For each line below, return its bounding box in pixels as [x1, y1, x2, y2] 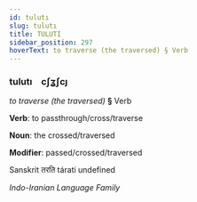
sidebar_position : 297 [9, 37, 93, 47]
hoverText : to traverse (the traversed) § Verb [9, 46, 189, 55]
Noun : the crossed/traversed [9, 130, 115, 141]
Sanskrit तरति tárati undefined [9, 165, 115, 175]
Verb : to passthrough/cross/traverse [9, 113, 144, 124]
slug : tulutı [9, 21, 58, 30]
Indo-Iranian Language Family [9, 182, 121, 193]
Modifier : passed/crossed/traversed [9, 148, 143, 158]
